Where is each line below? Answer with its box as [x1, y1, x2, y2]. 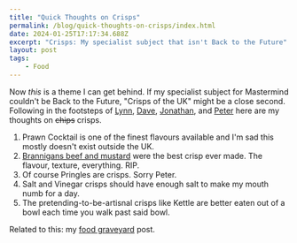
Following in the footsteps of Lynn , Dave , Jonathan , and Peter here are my [9, 105, 280, 116]
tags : [9, 54, 29, 63]
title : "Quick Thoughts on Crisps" [9, 12, 141, 22]
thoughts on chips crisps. [9, 114, 102, 125]
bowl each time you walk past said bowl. [21, 207, 170, 217]
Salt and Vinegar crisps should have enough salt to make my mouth [21, 178, 269, 189]
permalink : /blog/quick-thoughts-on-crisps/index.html [9, 21, 216, 30]
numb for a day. [21, 187, 80, 199]
